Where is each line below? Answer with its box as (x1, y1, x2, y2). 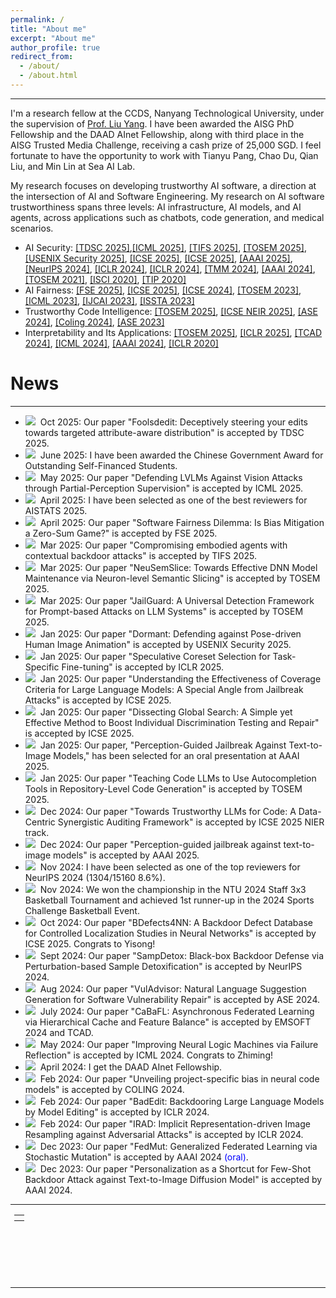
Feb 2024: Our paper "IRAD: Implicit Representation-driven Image (39, 1117, 311, 1130)
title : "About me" (10, 24, 87, 34)
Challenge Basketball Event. (24, 904, 140, 916)
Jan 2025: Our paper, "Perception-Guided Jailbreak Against (39, 739, 287, 751)
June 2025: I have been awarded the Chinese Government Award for (39, 449, 324, 461)
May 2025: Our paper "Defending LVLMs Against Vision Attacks (39, 471, 303, 483)
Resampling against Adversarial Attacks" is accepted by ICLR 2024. (24, 1128, 304, 1140)
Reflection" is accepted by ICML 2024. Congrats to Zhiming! (24, 1049, 274, 1061)
